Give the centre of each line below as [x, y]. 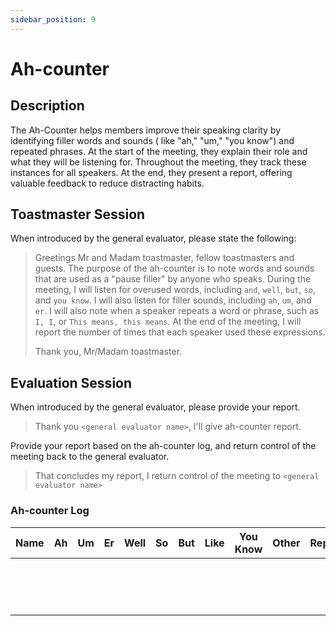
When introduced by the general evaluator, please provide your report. [155, 407]
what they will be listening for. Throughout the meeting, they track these [158, 162]
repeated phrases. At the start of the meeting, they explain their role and [159, 151]
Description [47, 106]
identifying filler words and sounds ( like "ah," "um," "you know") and [152, 140]
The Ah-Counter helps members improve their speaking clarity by [146, 130]
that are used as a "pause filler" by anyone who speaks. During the [173, 279]
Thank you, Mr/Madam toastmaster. [108, 352]
